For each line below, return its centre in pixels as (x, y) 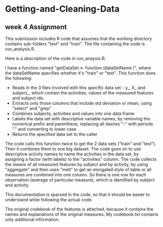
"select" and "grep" (32, 108)
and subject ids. (28, 98)
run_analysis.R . (21, 49)
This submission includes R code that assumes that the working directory (79, 38)
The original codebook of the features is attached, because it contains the (79, 209)
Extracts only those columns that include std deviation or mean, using (82, 103)
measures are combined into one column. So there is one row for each (76, 175)
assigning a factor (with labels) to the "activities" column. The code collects (81, 159)
